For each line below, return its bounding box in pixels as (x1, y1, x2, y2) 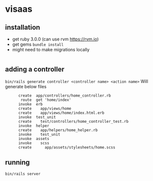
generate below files (5, 83, 47, 89)
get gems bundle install (12, 41, 64, 47)
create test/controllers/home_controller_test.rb (18, 119, 129, 124)
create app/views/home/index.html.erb (18, 110, 105, 115)
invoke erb (18, 102, 43, 107)
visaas (5, 3, 33, 15)
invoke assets (18, 136, 50, 141)
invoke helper (18, 123, 50, 128)
